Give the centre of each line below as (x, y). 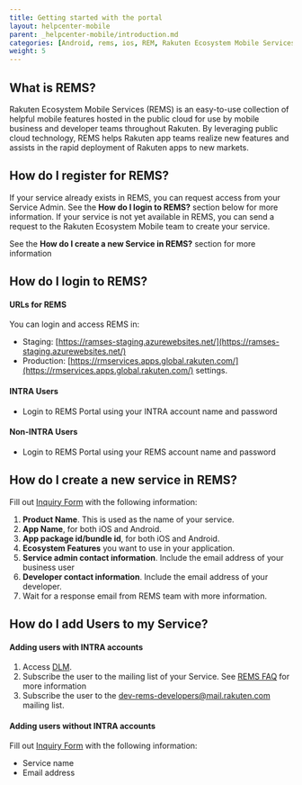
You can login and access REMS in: (75, 324)
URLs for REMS (38, 304)
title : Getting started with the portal (86, 18)
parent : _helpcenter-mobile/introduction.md (94, 34)
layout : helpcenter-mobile (60, 26)
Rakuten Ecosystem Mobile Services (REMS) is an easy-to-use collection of (149, 109)
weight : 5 (28, 51)
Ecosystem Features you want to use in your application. (129, 548)
